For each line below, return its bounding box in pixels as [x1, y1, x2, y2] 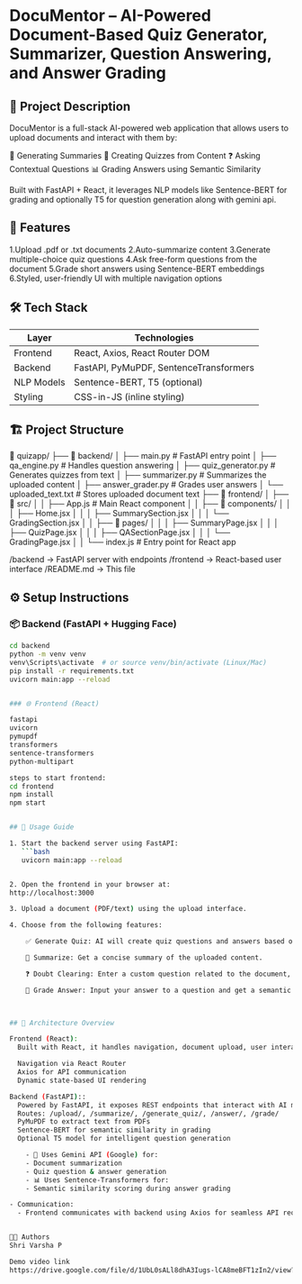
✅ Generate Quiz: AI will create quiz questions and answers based [25, 937, 285, 946]
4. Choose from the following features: [9, 921, 164, 930]
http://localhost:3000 [9, 888, 94, 897]
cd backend [9, 642, 50, 651]
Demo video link [9, 1257, 70, 1266]
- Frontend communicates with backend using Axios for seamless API [17, 1208, 280, 1217]
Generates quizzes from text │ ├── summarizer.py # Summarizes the [9, 469, 267, 480]
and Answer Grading [9, 63, 166, 84]
